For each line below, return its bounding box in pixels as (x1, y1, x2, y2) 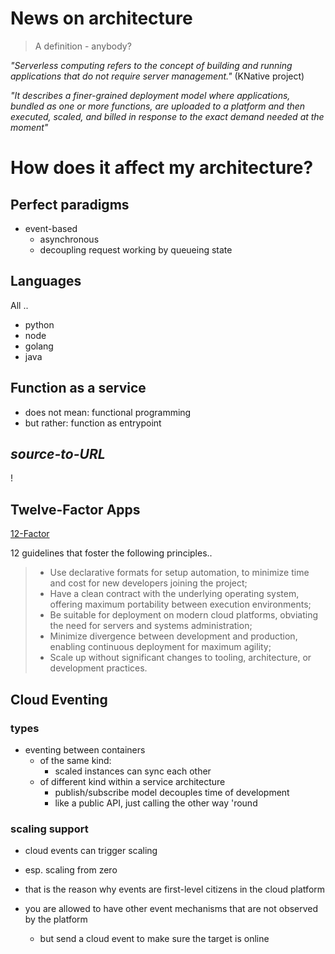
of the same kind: (39, 754, 112, 766)
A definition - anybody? (34, 40, 132, 52)
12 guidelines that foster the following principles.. (10, 547, 213, 559)
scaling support (10, 822, 89, 836)
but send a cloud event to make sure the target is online (39, 933, 270, 945)
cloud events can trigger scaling (24, 845, 158, 857)
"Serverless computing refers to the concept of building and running (10, 59, 293, 71)
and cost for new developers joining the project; (49, 577, 248, 589)
